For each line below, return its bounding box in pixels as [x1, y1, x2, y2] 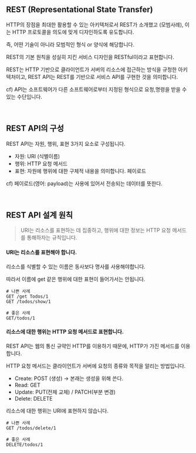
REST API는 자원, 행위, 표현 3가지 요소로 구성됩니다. [6, 140, 126, 147]
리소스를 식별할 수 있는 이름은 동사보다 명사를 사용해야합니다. [6, 263, 146, 270]
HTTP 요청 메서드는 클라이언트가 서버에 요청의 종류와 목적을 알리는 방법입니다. [6, 362, 186, 369]
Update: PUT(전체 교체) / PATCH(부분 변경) [14, 388, 116, 395]
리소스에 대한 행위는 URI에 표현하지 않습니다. [6, 407, 109, 414]
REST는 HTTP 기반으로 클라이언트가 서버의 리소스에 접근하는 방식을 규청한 [6, 66, 177, 73]
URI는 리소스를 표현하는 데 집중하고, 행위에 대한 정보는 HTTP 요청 [20, 226, 171, 234]
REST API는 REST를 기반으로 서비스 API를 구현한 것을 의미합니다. [28, 73, 178, 80]
